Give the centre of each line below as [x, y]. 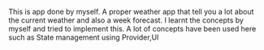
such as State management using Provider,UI [84, 37]
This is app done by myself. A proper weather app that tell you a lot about [131, 12]
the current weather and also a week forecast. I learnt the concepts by [126, 20]
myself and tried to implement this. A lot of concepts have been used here [132, 29]
